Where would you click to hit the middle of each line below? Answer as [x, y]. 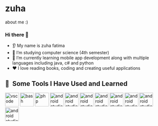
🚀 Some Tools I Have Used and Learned [66, 84]
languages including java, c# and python [53, 63]
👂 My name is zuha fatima [38, 46]
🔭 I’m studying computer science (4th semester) [61, 53]
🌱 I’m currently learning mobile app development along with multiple [80, 58]
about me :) [17, 22]
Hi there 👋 [17, 35]
